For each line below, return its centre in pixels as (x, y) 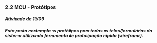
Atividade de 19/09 (25, 19)
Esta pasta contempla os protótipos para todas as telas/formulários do (78, 31)
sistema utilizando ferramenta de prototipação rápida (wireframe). (74, 35)
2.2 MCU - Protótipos (31, 7)
